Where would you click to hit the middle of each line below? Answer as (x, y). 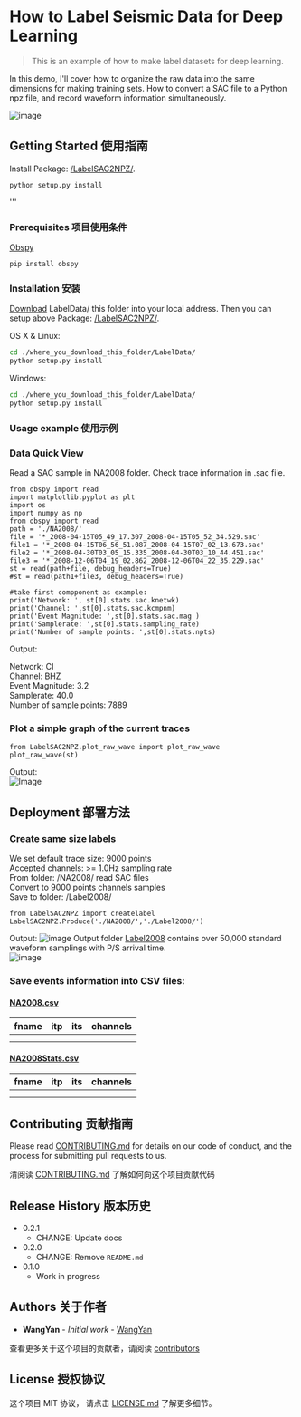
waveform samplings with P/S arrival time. (88, 948)
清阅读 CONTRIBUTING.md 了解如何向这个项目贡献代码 (112, 1174)
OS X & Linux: (35, 336)
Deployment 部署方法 (70, 812)
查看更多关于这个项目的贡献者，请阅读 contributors (105, 1348)
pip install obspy (44, 265)
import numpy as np (46, 514)
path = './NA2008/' (46, 529)
